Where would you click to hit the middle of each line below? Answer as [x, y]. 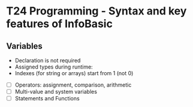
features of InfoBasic [59, 24]
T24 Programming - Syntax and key [96, 11]
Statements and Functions [47, 99]
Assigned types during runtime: [54, 67]
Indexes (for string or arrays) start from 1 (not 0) [74, 73]
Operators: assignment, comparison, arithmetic [73, 85]
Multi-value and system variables [56, 92]
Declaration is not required [48, 60]
